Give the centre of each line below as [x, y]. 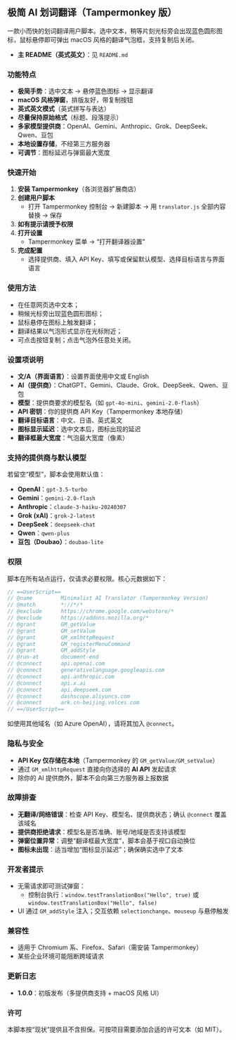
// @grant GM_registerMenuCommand [69, 644]
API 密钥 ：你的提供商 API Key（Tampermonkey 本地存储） [102, 412]
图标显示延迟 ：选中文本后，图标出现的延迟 [79, 429]
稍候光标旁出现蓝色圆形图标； [60, 313]
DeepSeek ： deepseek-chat [57, 525]
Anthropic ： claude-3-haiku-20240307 [72, 507]
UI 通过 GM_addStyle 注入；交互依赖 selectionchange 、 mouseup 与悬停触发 [123, 911]
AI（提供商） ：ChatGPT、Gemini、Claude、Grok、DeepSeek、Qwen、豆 [123, 385]
